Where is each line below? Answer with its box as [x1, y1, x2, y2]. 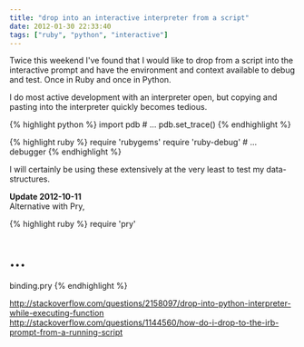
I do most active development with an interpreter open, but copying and [9, 92, 278, 103]
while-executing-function [9, 308, 104, 319]
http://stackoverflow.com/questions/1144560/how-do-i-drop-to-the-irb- [9, 317, 279, 328]
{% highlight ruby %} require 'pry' [9, 219, 136, 230]
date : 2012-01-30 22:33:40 [9, 22, 112, 31]
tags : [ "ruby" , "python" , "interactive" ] [9, 30, 169, 39]
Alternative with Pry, [9, 201, 85, 212]
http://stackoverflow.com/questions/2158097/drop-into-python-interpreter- [9, 298, 292, 309]
